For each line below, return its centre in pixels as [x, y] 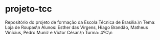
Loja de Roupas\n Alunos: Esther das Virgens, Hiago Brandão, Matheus [77, 27]
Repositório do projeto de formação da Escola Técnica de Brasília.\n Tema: [80, 22]
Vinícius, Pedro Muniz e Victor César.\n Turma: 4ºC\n [59, 32]
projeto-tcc [29, 9]
